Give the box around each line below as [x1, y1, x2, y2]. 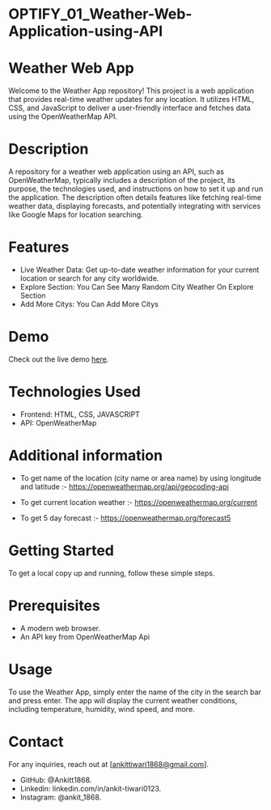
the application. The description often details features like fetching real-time [8, 193, 261, 202]
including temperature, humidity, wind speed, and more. [8, 704, 196, 714]
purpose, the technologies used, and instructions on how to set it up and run [8, 184, 264, 194]
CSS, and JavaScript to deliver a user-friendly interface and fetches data [8, 103, 251, 113]
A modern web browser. [19, 623, 101, 633]
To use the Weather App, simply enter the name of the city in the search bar [8, 687, 261, 697]
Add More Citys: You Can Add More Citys [19, 299, 159, 308]
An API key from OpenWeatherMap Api [19, 632, 150, 642]
